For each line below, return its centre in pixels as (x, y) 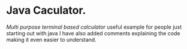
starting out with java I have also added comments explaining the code (93, 33)
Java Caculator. (46, 10)
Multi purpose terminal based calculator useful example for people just (94, 27)
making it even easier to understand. (52, 39)
